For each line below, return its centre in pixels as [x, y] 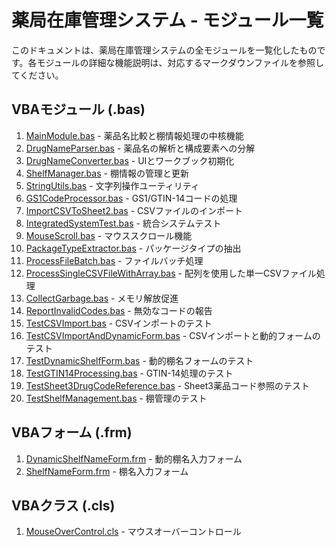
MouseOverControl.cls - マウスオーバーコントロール [133, 532]
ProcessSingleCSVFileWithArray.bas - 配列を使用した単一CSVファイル [171, 273]
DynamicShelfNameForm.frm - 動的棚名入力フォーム [134, 458]
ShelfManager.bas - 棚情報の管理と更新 [107, 173]
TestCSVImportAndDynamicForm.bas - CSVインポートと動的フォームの [173, 335]
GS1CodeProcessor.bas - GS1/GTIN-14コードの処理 [131, 198]
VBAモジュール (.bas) [78, 109]
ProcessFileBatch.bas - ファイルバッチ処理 [114, 260]
